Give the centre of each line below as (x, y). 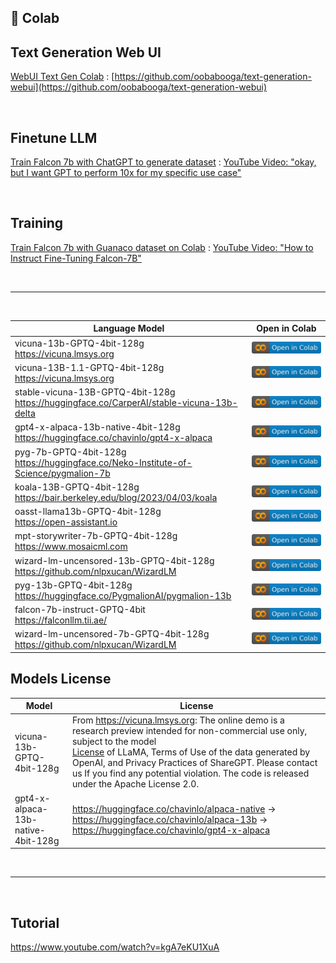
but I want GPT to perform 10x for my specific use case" (126, 173)
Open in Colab (286, 328)
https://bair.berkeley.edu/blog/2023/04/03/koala (116, 497)
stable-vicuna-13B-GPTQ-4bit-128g (95, 392)
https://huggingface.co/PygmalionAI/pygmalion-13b (123, 595)
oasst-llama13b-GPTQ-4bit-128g (88, 512)
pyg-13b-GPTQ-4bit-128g (73, 585)
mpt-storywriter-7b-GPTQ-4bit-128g (96, 536)
